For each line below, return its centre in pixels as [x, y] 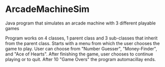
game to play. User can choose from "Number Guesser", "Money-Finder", [81, 48]
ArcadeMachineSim [47, 9]
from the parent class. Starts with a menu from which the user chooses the [82, 43]
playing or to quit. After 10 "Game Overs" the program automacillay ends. [81, 59]
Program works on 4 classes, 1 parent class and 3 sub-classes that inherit [81, 38]
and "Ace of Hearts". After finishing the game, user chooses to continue [79, 54]
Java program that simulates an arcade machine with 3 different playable [80, 23]
